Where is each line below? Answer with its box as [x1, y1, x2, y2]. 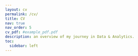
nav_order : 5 [5, 25, 32, 30]
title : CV [5, 16, 25, 21]
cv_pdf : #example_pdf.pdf [5, 30, 58, 35]
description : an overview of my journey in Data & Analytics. [5, 35, 135, 39]
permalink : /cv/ [5, 12, 38, 17]
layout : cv [5, 7, 27, 12]
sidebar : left [9, 43, 38, 48]
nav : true [5, 20, 25, 26]
